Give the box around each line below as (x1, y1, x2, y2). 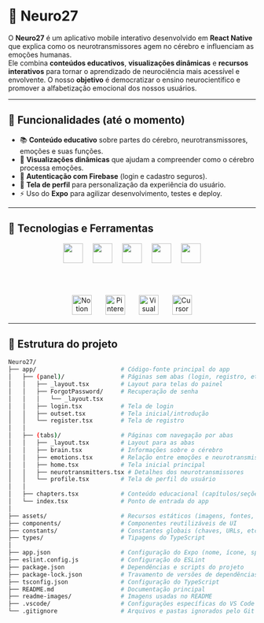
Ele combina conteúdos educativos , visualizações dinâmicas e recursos (8, 58, 249, 68)
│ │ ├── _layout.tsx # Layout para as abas (8, 439, 195, 447)
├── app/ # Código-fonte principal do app (8, 365, 230, 373)
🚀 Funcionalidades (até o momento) (8, 113, 185, 127)
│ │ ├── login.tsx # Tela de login (8, 402, 174, 410)
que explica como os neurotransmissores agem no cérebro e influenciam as (8, 41, 254, 50)
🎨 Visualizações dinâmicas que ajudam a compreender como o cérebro (19, 154, 255, 164)
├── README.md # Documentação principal (8, 585, 206, 593)
